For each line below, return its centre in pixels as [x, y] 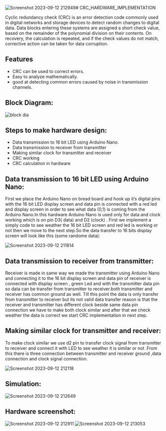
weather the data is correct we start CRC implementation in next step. [76, 315]
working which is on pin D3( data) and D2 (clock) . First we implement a [78, 220]
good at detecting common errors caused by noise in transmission [80, 82]
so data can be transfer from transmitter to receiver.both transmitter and [79, 289]
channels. [22, 87]
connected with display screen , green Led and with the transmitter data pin [83, 284]
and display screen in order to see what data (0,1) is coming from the [75, 209]
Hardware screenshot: [40, 412]
